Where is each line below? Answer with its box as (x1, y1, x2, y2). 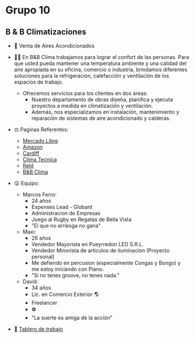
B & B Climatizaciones (5, 27, 86, 37)
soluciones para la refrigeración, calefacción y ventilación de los (13, 73, 169, 79)
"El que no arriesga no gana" (31, 222, 101, 229)
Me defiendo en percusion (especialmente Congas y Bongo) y (31, 260, 181, 266)
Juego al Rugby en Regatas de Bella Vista (31, 216, 132, 223)
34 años (31, 284, 51, 291)
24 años (31, 197, 51, 204)
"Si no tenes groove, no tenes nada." (31, 272, 120, 278)
